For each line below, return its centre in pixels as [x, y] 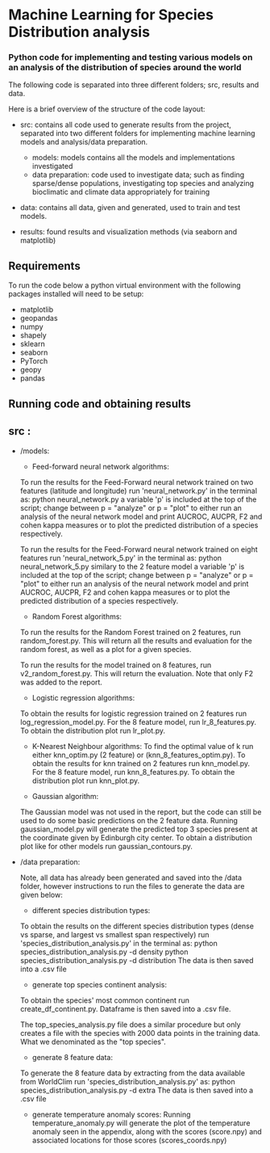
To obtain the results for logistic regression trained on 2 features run [133, 713]
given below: [41, 894]
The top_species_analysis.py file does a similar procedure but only [130, 1025]
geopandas [39, 318]
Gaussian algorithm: [65, 796]
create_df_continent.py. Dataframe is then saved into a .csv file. [125, 1008]
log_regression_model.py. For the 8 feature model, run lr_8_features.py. [138, 722]
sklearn [33, 344]
